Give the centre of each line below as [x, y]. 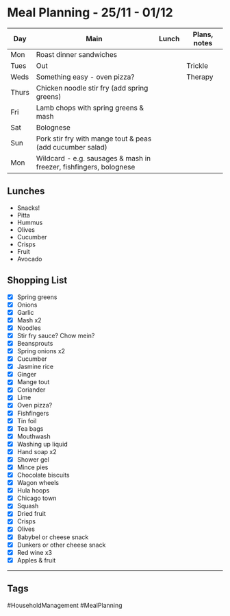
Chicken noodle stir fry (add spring [92, 88]
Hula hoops [33, 490]
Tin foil [27, 420]
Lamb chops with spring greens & [90, 108]
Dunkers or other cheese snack [61, 545]
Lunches [26, 191]
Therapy [200, 77]
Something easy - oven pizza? [85, 77]
